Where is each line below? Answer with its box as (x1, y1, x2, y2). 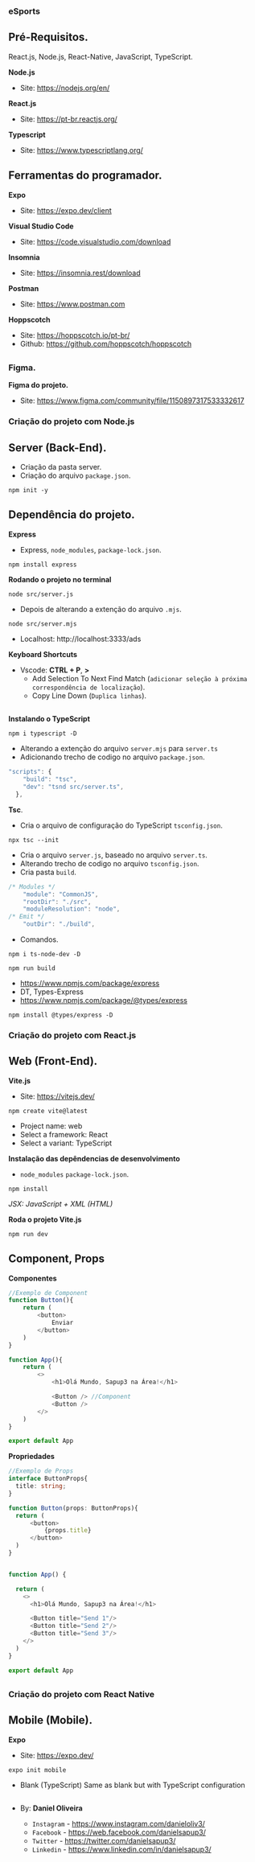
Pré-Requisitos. (8, 31, 88, 44)
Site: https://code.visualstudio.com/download (19, 236, 171, 246)
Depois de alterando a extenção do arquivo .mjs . (19, 604, 183, 614)
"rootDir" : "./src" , (23, 898, 92, 906)
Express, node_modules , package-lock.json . (19, 545, 162, 554)
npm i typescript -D (8, 730, 78, 738)
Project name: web (19, 1120, 83, 1131)
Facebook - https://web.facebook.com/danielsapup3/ (31, 1827, 207, 1837)
